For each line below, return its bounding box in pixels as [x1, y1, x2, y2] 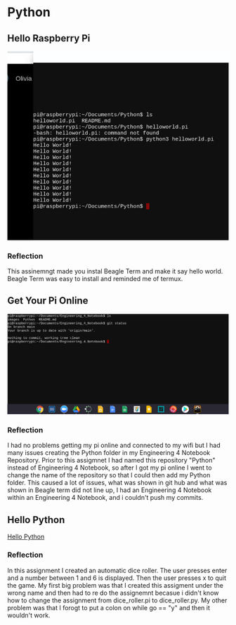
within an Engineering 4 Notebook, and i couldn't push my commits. [7, 494, 204, 502]
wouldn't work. [7, 611, 51, 619]
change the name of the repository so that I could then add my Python [7, 471, 211, 479]
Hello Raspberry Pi [7, 32, 91, 44]
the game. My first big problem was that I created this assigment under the [7, 581, 223, 589]
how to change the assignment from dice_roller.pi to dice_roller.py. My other [7, 595, 228, 605]
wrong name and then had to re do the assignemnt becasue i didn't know [7, 588, 219, 597]
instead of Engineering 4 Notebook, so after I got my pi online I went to [7, 463, 212, 472]
